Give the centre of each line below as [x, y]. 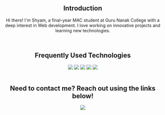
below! [83, 96]
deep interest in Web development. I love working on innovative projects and [83, 25]
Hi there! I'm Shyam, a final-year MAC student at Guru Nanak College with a [83, 20]
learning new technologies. [83, 30]
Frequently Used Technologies [83, 56]
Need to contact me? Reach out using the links [83, 88]
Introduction [83, 9]
